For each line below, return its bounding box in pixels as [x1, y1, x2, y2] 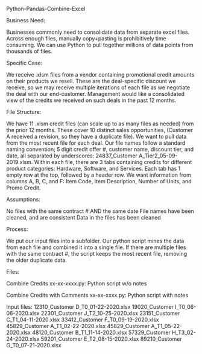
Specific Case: [6, 60, 43, 66]
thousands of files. [6, 48, 53, 55]
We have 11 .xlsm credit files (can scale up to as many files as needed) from [6, 120, 194, 127]
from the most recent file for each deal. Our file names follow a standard [6, 139, 186, 147]
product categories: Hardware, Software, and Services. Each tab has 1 [6, 165, 181, 172]
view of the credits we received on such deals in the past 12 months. [6, 96, 177, 104]
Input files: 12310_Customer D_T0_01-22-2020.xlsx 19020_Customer [6, 303, 174, 310]
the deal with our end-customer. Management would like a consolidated [6, 90, 185, 97]
